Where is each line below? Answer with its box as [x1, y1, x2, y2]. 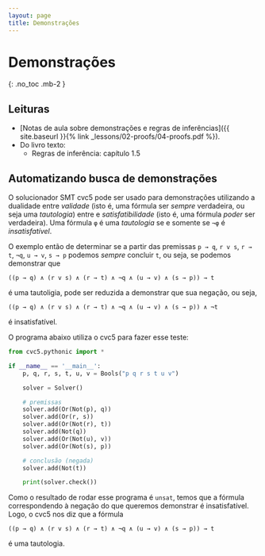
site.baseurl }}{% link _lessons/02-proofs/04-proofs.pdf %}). [19, 132, 221, 141]
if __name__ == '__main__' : [8, 362, 102, 370]
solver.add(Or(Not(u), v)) [22, 435, 112, 443]
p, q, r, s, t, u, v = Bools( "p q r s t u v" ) [22, 370, 179, 378]
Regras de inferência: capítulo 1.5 [31, 148, 140, 159]
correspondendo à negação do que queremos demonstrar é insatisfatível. [8, 501, 250, 511]
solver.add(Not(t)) [22, 464, 87, 472]
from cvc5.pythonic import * [8, 348, 105, 356]
